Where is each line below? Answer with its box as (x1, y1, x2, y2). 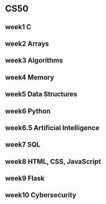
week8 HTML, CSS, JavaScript (5, 157, 101, 166)
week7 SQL (5, 141, 40, 149)
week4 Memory (5, 73, 54, 82)
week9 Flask (5, 174, 45, 183)
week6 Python (5, 107, 51, 115)
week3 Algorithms (5, 56, 63, 65)
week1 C (5, 23, 32, 31)
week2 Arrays (5, 39, 49, 48)
